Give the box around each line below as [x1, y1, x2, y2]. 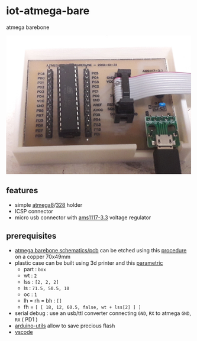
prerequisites [6, 231, 57, 241]
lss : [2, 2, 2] [23, 278, 59, 285]
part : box [23, 265, 46, 272]
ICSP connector [14, 207, 53, 215]
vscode [14, 328, 34, 335]
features [6, 186, 38, 196]
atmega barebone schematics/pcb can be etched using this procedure [14, 246, 187, 254]
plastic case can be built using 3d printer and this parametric [14, 259, 163, 267]
